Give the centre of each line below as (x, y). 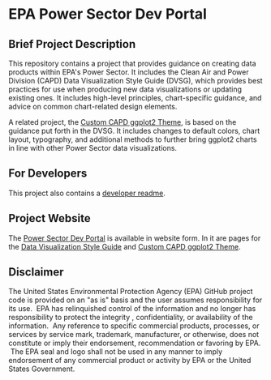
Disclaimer (36, 272)
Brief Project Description (72, 44)
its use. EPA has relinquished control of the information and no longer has (132, 309)
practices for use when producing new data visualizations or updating (125, 89)
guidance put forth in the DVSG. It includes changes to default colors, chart (134, 131)
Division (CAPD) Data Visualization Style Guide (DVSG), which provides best (135, 81)
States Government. (42, 369)
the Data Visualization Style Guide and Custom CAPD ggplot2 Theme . (125, 246)
